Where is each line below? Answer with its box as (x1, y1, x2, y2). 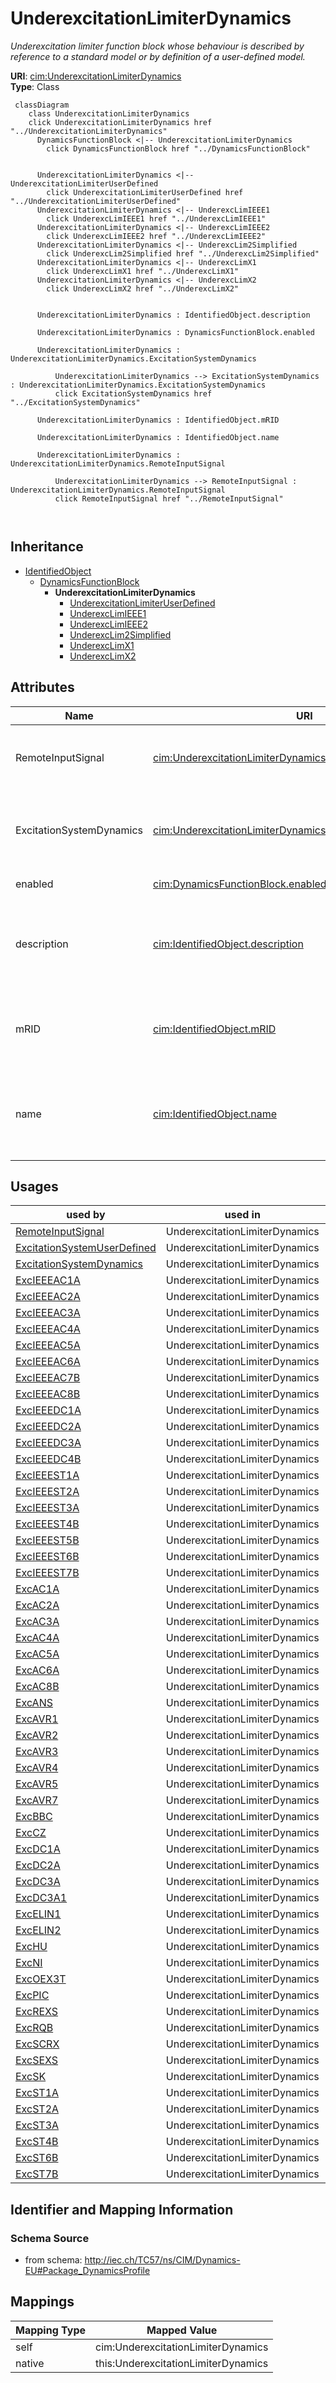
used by (66, 1208, 106, 1222)
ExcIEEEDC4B (15, 1452, 82, 1466)
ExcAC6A (15, 1663, 60, 1677)
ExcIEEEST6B (15, 1550, 80, 1564)
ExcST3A (15, 2118, 60, 2132)
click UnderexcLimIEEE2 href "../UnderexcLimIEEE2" (46, 231, 267, 241)
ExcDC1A (15, 1842, 61, 1856)
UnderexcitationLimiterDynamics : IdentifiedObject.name (36, 432, 280, 442)
